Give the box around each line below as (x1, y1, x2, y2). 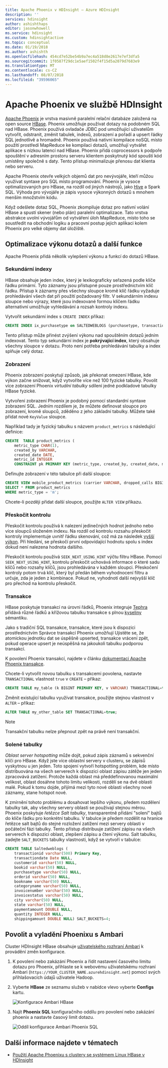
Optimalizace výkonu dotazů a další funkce (5, 240, 142, 249)
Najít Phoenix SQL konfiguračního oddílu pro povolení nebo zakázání (12, 1009, 154, 1015)
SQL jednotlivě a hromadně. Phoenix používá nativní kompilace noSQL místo (5, 136, 162, 143)
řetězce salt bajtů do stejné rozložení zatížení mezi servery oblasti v (5, 820, 145, 827)
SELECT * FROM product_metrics (5, 485, 70, 490)
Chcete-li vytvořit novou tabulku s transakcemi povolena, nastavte (5, 671, 142, 677)
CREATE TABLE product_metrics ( (5, 438, 75, 444)
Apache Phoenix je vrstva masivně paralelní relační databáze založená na (5, 115, 156, 121)
